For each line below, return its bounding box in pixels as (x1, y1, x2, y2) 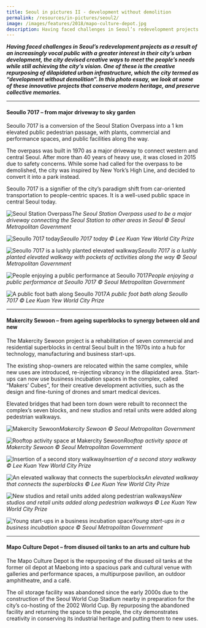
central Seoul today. (6, 198, 57, 206)
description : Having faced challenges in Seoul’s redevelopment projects (6, 26, 199, 33)
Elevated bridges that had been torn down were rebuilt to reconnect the (6, 400, 188, 407)
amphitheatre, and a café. (6, 576, 72, 584)
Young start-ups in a (132, 517, 185, 524)
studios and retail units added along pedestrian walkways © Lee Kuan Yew (6, 498, 197, 506)
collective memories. (6, 88, 61, 96)
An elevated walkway (143, 474, 199, 481)
